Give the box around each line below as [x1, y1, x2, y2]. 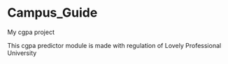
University [7, 49, 37, 57]
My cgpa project [7, 28, 55, 36]
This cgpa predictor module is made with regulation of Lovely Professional [7, 41, 222, 49]
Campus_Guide [7, 5, 98, 21]
